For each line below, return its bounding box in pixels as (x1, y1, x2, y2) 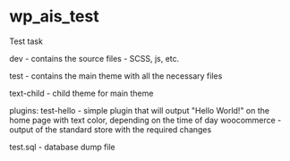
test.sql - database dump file (9, 141, 116, 152)
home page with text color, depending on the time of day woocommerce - (9, 114, 282, 125)
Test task (9, 36, 43, 47)
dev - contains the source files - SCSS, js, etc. (9, 53, 180, 64)
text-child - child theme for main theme (9, 88, 154, 98)
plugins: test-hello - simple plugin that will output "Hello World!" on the (9, 105, 270, 115)
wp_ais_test (9, 6, 100, 27)
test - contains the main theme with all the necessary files (9, 70, 223, 81)
